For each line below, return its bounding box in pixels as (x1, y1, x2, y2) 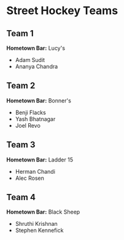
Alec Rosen (15, 174, 44, 182)
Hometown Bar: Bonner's (6, 96, 72, 104)
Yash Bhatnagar (15, 115, 56, 123)
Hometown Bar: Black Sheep (6, 208, 80, 215)
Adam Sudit (15, 56, 45, 63)
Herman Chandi (15, 168, 55, 175)
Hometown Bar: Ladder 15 (6, 156, 74, 163)
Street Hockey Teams (6, 4, 118, 18)
